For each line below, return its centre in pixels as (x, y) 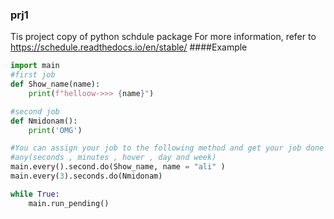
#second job (35, 111)
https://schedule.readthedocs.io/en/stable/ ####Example (129, 47)
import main (35, 66)
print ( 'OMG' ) (55, 130)
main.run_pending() (69, 203)
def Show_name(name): (55, 84)
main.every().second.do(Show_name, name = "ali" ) (118, 167)
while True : (35, 194)
